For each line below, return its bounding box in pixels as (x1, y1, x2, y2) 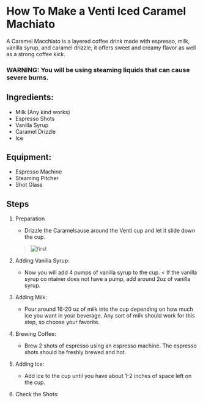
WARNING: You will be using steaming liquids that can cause (6, 65, 190, 74)
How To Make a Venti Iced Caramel (6, 4, 186, 18)
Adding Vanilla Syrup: (15, 257, 70, 264)
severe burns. (6, 73, 49, 82)
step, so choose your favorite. (24, 319, 100, 326)
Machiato (6, 17, 56, 31)
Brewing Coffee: (15, 330, 56, 338)
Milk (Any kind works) (15, 108, 70, 115)
